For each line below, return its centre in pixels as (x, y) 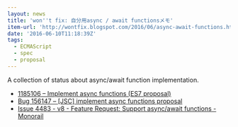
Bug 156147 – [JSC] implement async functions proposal (100, 101)
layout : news (27, 14)
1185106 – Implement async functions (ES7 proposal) (94, 93)
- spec (23, 54)
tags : (15, 40)
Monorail (30, 116)
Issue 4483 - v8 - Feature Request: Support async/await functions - (117, 108)
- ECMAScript (33, 47)
